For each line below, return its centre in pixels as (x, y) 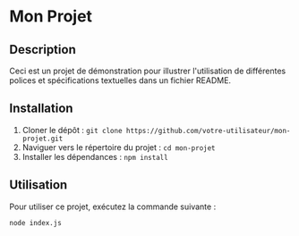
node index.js (36, 223)
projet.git (43, 139)
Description (43, 50)
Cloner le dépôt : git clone (72, 130)
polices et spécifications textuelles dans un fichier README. (120, 80)
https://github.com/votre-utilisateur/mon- (208, 131)
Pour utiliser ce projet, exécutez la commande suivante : (113, 206)
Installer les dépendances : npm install (95, 156)
